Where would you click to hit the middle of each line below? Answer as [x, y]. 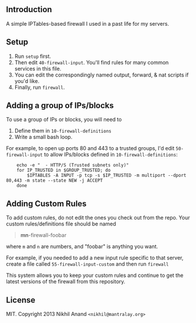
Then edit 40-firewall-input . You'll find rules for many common [92, 62]
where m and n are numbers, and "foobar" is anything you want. [82, 246]
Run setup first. [33, 56]
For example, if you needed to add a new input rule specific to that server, [95, 258]
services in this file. [38, 68]
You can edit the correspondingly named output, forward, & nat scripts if [101, 75]
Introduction [29, 10]
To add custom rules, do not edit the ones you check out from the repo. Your [98, 218]
